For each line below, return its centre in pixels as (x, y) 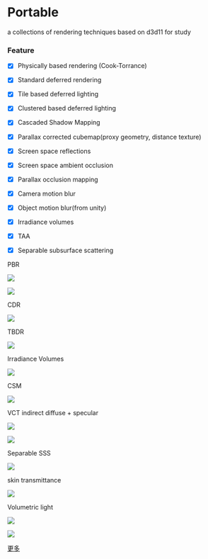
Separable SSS (29, 453)
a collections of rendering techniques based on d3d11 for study (99, 32)
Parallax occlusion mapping (58, 179)
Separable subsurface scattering (65, 250)
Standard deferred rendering (59, 80)
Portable (33, 12)
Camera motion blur (47, 193)
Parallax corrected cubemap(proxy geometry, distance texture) (109, 137)
